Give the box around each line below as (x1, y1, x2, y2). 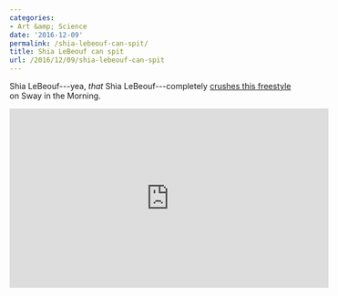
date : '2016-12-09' (9, 30, 84, 39)
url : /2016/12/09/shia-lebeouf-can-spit (9, 56, 166, 65)
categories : (9, 13, 55, 23)
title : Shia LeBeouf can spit (9, 47, 125, 56)
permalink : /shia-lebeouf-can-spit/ (9, 38, 149, 48)
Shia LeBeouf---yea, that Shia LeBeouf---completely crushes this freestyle (9, 81, 292, 91)
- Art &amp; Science (9, 22, 88, 31)
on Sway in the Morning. (9, 90, 102, 101)
